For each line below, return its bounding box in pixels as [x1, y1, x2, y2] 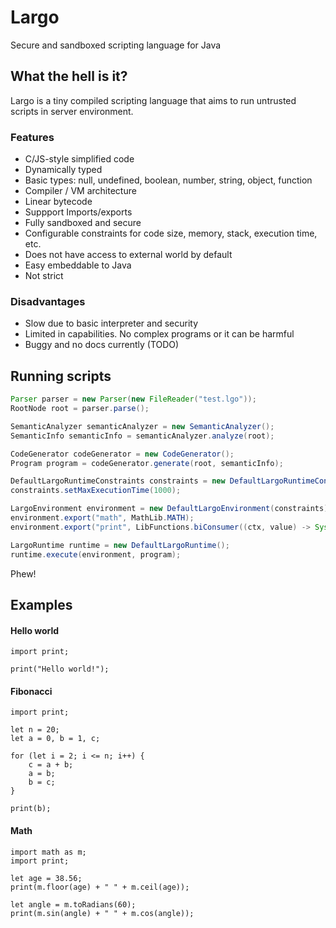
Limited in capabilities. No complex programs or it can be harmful [24, 328, 295, 340]
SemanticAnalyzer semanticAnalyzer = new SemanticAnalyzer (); [10, 421, 275, 431]
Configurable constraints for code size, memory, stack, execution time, [24, 227, 318, 240]
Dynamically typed [24, 164, 103, 176]
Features [10, 130, 55, 144]
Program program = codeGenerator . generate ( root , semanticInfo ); [10, 458, 284, 468]
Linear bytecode [24, 196, 93, 208]
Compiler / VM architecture [24, 185, 137, 197]
